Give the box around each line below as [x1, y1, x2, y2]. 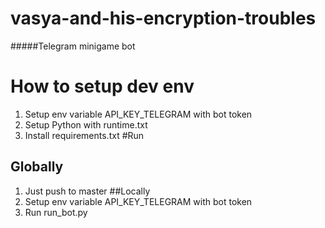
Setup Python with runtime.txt [24, 118, 148, 131]
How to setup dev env [10, 75, 195, 98]
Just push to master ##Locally [24, 185, 151, 197]
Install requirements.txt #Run [24, 129, 145, 141]
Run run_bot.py [24, 206, 88, 218]
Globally [10, 158, 64, 176]
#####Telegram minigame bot [10, 40, 136, 52]
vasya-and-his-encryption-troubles [10, 7, 317, 30]
